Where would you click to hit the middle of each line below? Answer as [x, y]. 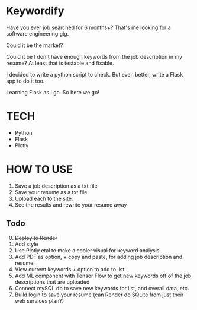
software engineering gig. [38, 33]
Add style [26, 244]
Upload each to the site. [44, 198]
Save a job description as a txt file [56, 186]
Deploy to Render [36, 238]
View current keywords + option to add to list [70, 269]
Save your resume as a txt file [51, 192]
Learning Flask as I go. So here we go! [53, 92]
